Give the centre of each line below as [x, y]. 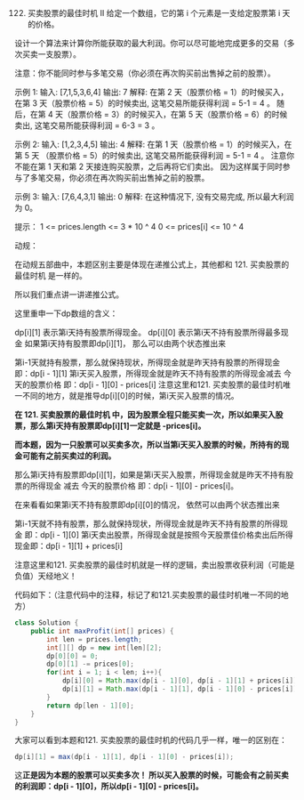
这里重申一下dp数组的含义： [66, 313]
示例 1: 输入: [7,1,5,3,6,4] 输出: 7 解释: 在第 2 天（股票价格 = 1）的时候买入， [152, 92]
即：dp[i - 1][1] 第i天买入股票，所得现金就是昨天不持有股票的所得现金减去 [148, 373]
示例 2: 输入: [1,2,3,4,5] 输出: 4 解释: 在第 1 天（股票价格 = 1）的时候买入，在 [153, 144]
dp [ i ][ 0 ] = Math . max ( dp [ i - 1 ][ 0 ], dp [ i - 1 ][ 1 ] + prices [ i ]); [181, 681]
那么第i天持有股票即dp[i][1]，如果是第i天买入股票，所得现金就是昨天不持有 [150, 475]
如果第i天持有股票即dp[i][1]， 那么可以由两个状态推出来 [125, 343]
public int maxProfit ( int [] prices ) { [102, 631]
